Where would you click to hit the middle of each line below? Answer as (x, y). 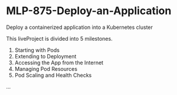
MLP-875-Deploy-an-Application (89, 11)
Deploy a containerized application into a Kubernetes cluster (80, 27)
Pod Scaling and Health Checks (53, 75)
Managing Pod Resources (46, 68)
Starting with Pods (37, 50)
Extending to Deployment (45, 56)
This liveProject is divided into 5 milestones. (60, 38)
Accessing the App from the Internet (59, 63)
